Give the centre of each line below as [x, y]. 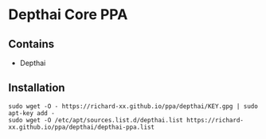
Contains [31, 44]
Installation [37, 88]
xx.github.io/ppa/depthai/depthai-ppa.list [82, 127]
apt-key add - [32, 113]
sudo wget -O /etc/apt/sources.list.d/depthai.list [96, 120]
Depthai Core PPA [68, 15]
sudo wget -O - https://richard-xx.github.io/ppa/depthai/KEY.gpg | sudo [133, 106]
